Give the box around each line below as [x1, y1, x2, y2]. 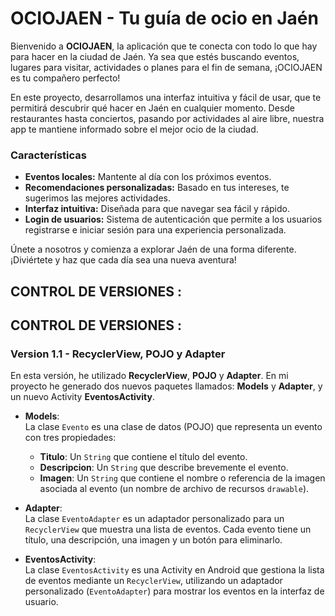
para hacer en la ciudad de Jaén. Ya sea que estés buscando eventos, [10, 50, 300, 62]
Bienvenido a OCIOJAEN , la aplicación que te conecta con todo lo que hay [10, 40, 318, 52]
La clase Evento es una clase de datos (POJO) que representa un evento [24, 421, 323, 433]
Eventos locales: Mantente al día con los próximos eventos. [24, 171, 272, 183]
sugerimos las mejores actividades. [24, 192, 171, 204]
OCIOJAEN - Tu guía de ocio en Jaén [10, 7, 319, 30]
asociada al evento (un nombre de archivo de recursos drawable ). [39, 483, 310, 495]
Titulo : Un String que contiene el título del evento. [39, 451, 248, 463]
